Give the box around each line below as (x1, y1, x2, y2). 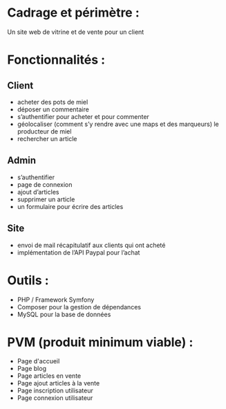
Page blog (17, 365, 47, 373)
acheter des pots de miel (17, 98, 88, 106)
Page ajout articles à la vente (17, 379, 100, 388)
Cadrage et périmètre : (7, 5, 140, 21)
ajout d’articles (17, 188, 59, 196)
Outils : (7, 272, 50, 288)
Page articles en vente (17, 372, 82, 380)
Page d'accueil (17, 357, 60, 365)
